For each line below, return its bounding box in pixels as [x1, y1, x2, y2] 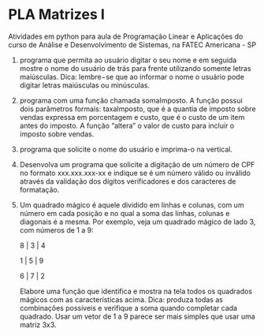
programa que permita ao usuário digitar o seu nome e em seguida [19, 55, 237, 65]
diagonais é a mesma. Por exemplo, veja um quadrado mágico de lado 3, [19, 217, 256, 226]
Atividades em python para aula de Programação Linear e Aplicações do [8, 32, 244, 41]
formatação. [19, 185, 60, 194]
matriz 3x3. [19, 319, 57, 329]
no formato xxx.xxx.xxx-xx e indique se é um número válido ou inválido [19, 168, 251, 177]
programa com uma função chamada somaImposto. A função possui [19, 95, 243, 105]
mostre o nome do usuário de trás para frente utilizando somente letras [19, 63, 251, 73]
